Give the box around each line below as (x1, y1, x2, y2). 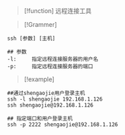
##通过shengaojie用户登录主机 (7, 90, 86, 96)
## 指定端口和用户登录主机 (7, 115, 73, 122)
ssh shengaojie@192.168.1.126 (7, 102, 94, 109)
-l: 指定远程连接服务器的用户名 (7, 56, 98, 63)
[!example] (23, 75, 55, 83)
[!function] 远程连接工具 (23, 7, 92, 14)
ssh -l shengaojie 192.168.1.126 (7, 96, 103, 103)
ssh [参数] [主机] (7, 35, 56, 42)
